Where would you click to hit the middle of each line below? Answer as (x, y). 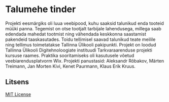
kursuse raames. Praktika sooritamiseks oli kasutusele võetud (70, 55)
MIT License (18, 94)
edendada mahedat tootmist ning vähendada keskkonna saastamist (76, 34)
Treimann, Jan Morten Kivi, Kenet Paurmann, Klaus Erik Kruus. (71, 66)
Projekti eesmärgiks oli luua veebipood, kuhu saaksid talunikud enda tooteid (84, 23)
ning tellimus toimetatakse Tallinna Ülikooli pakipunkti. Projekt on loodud (81, 44)
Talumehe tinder (41, 9)
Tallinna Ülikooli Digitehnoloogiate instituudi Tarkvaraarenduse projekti (79, 50)
